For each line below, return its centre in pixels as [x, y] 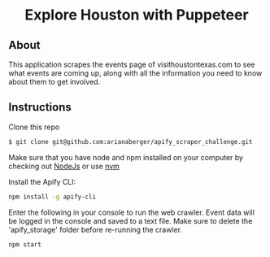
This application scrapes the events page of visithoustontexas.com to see [132, 64]
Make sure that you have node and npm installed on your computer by [126, 157]
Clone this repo [34, 127]
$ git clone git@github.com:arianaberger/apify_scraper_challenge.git [131, 142]
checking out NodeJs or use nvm [64, 166]
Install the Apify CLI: [42, 181]
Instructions [40, 107]
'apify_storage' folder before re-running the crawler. [96, 229]
